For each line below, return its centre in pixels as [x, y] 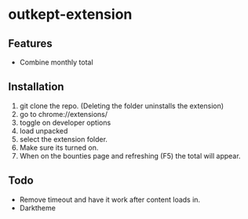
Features [30, 44]
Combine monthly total [56, 62]
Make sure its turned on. [59, 148]
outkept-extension [70, 15]
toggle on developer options [65, 122]
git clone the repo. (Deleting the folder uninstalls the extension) [122, 106]
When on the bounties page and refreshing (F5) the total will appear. [130, 155]
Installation [36, 87]
